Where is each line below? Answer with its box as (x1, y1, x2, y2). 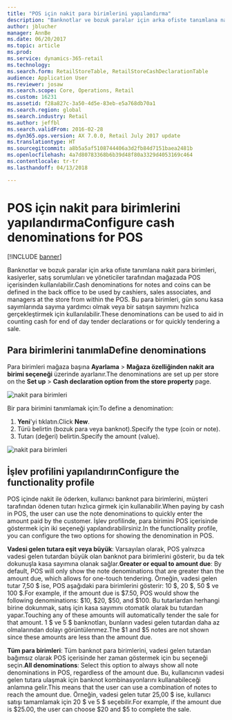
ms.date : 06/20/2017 (7, 36, 67, 43)
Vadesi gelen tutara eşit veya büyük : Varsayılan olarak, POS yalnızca (7, 545, 205, 553)
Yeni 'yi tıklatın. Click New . (17, 417, 90, 426)
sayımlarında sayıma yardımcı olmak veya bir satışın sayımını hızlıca (7, 302, 199, 311)
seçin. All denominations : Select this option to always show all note (7, 661, 199, 670)
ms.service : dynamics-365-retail (7, 55, 104, 62)
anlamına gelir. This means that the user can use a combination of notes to (7, 683, 217, 692)
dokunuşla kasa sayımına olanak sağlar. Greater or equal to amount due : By (7, 560, 222, 568)
